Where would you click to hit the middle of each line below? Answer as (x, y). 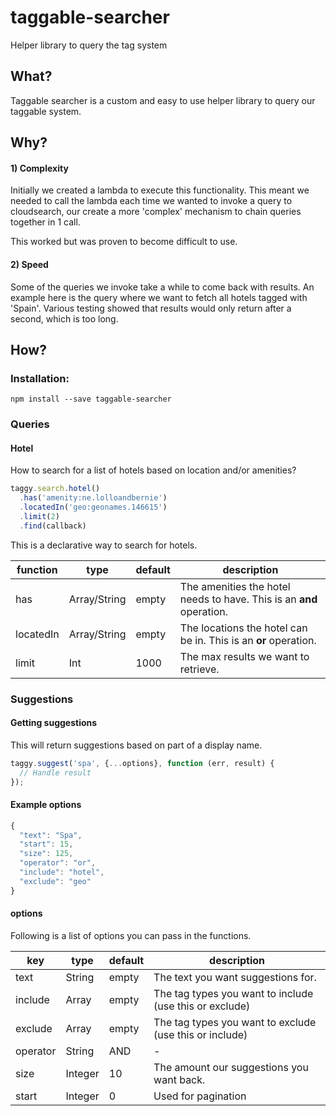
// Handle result (55, 772)
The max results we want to (244, 656)
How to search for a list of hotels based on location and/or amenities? (153, 470)
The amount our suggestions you (231, 1067)
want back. (179, 1079)
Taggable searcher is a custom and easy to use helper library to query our (163, 100)
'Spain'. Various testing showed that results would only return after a (151, 308)
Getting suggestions (54, 723)
